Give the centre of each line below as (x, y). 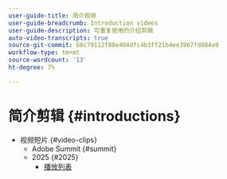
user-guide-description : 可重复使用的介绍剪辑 (81, 30)
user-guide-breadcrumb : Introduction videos (83, 23)
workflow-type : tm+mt (44, 53)
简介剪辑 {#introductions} (94, 116)
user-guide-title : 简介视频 (53, 16)
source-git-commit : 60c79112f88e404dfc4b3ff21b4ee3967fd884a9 (113, 45)
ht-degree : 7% (32, 68)
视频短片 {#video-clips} (59, 139)
